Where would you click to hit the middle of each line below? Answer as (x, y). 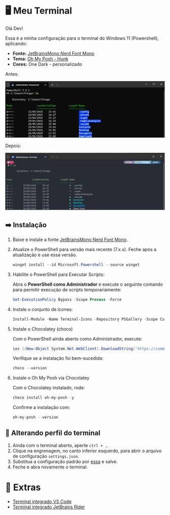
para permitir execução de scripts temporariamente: (67, 289)
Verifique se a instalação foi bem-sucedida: (58, 358)
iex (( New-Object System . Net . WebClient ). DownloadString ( (74, 349)
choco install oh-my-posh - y (43, 398)
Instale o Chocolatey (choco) (43, 329)
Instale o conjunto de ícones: (43, 309)
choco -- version (30, 368)
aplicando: (16, 43)
